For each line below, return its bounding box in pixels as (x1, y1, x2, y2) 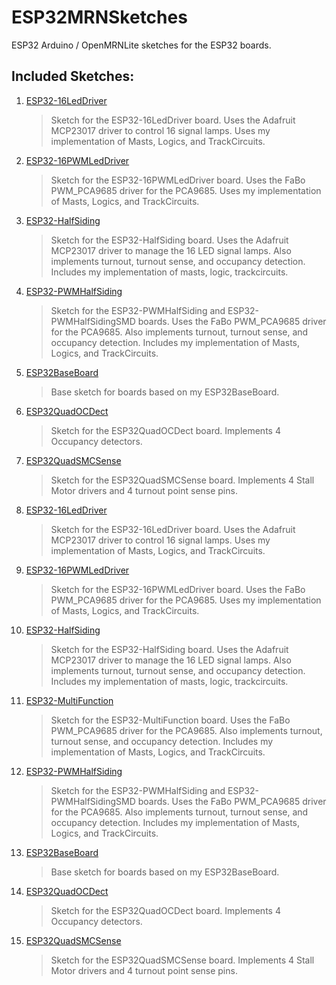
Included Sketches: (11, 68, 135, 85)
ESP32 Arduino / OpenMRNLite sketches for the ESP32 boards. (11, 39, 272, 51)
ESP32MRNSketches (11, 6, 188, 29)
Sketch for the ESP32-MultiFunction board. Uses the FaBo (50, 714, 291, 726)
